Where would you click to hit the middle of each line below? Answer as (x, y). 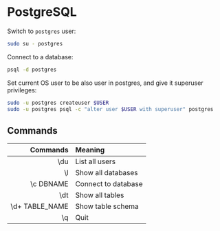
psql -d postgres (32, 70)
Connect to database (109, 184)
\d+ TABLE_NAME (40, 206)
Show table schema (107, 206)
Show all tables (100, 195)
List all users (96, 161)
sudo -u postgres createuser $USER (58, 103)
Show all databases (107, 173)
